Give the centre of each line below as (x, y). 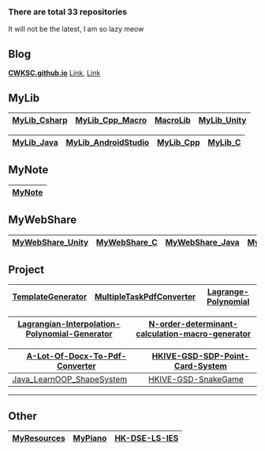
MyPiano (90, 438)
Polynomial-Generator (69, 334)
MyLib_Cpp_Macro (111, 119)
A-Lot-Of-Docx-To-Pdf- (77, 356)
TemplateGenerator (50, 297)
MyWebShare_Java (202, 242)
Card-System (200, 366)
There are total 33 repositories (68, 12)
